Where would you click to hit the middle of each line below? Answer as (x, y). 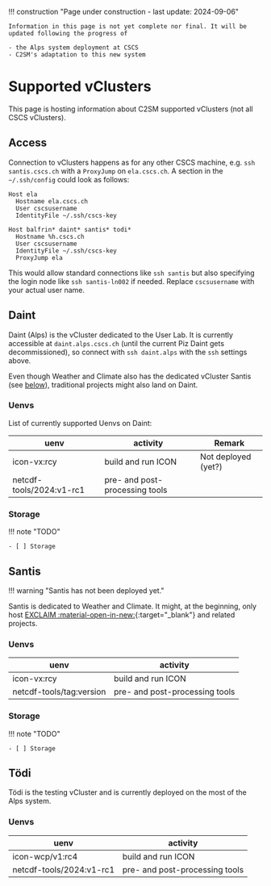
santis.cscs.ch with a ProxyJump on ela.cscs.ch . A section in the (116, 171)
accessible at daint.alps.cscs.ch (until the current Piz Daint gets (116, 343)
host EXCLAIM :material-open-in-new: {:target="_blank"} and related (122, 614)
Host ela (23, 194)
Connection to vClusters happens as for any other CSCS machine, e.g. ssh (132, 162)
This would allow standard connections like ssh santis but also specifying (132, 273)
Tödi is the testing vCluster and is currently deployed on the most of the (128, 792)
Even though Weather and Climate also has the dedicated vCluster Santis (130, 376)
